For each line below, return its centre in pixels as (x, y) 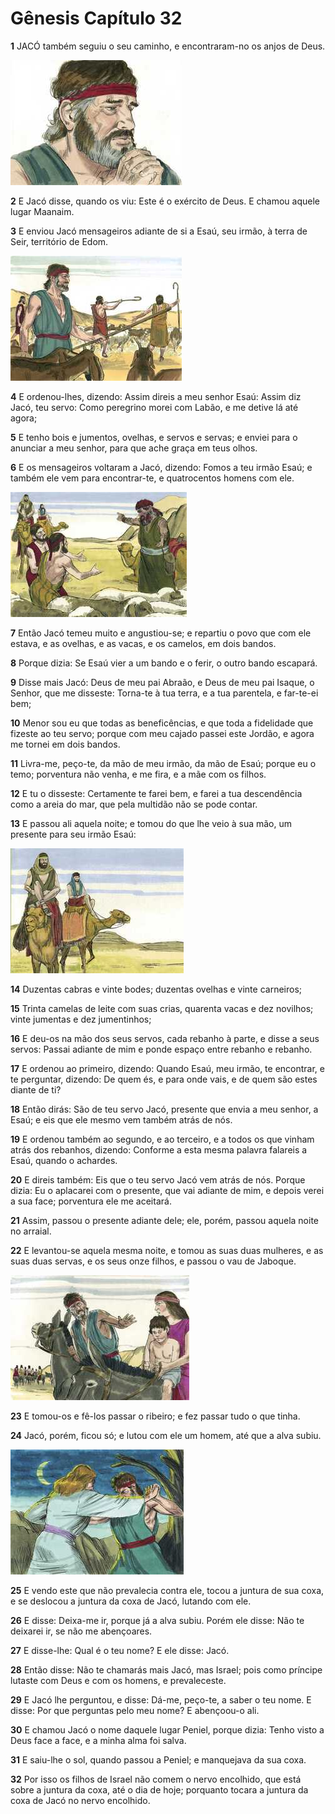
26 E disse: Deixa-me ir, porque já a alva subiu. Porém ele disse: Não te (157, 1620)
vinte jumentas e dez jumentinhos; (81, 1019)
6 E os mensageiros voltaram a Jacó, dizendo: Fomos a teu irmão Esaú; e (161, 467)
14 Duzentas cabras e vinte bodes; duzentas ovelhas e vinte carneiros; (156, 989)
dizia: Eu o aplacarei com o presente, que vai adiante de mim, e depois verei (167, 1190)
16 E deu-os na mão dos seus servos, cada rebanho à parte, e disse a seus (165, 1038)
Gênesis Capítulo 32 (96, 18)
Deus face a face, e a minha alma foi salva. (98, 1740)
